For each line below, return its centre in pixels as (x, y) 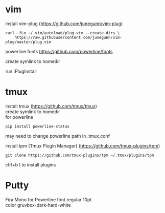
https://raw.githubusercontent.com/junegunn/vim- (68, 37)
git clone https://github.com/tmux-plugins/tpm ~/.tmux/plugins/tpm (80, 155)
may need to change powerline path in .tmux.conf (58, 136)
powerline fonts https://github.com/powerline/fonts (59, 51)
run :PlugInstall (21, 71)
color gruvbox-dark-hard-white (38, 205)
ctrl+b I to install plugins (31, 164)
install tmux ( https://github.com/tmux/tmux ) (51, 106)
